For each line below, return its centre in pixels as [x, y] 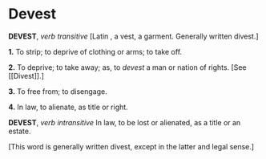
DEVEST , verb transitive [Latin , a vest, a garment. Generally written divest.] [133, 36]
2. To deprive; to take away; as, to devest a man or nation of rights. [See [127, 67]
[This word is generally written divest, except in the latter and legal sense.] [131, 146]
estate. [20, 131]
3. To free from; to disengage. [58, 91]
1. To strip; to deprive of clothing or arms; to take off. [95, 51]
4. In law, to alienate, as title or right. [68, 107]
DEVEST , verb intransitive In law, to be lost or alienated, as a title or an [125, 122]
